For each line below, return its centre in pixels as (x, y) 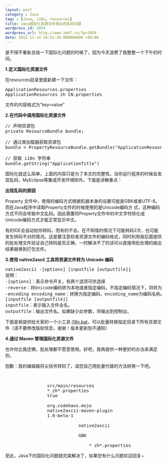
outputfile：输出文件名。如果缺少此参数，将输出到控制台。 (68, 311)
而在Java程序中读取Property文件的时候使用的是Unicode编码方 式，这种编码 (83, 207)
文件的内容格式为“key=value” (35, 105)
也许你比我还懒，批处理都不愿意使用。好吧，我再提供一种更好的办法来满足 (81, 349)
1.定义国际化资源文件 (27, 69)
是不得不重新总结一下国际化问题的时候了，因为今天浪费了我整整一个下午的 (81, 52)
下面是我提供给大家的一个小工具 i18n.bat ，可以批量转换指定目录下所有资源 (81, 322)
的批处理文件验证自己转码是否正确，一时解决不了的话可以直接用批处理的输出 (83, 242)
